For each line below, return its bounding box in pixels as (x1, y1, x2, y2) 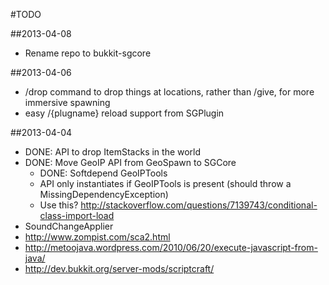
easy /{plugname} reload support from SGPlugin (24, 107, 225, 119)
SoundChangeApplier (24, 220, 114, 232)
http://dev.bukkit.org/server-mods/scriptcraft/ (24, 263, 215, 274)
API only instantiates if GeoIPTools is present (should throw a (39, 178, 292, 189)
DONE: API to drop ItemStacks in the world (24, 146, 202, 158)
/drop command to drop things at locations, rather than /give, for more (24, 86, 315, 98)
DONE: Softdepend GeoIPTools (39, 167, 168, 179)
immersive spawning (24, 97, 111, 108)
